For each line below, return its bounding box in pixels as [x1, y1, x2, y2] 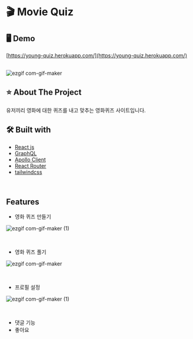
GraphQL [14, 149, 37, 157]
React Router [14, 162, 46, 169]
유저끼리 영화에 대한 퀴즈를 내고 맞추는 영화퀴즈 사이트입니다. [6, 107, 146, 114]
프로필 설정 [14, 284, 41, 291]
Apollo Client [14, 156, 46, 163]
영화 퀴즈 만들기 [14, 213, 51, 220]
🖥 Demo [6, 34, 35, 44]
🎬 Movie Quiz [6, 5, 74, 19]
